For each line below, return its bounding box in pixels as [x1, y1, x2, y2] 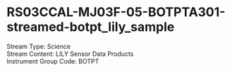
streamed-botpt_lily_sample [6, 19, 175, 35]
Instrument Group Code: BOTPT [6, 57, 99, 65]
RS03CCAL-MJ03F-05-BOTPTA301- [6, 4, 226, 20]
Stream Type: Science [6, 42, 71, 50]
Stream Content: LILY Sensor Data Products [6, 50, 134, 58]
